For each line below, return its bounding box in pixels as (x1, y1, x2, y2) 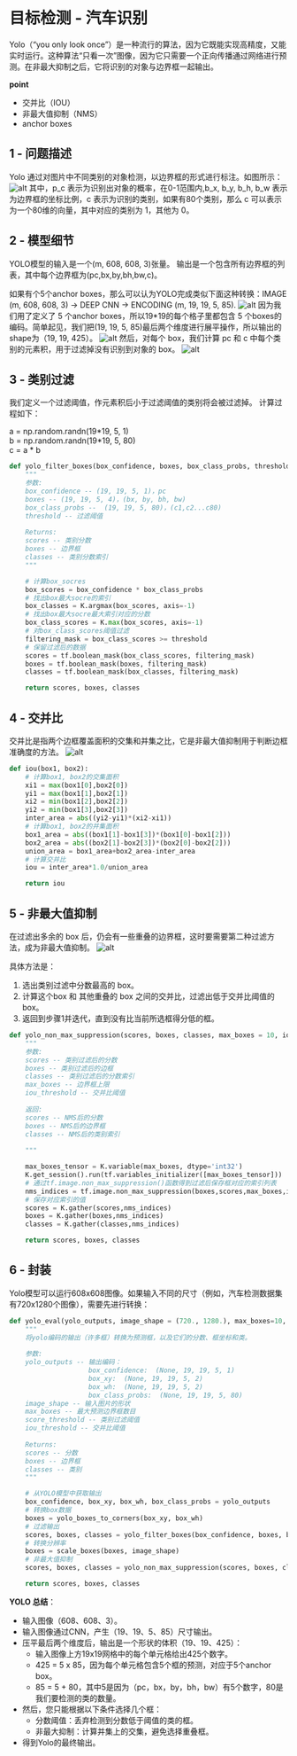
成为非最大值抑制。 (24, 942, 95, 953)
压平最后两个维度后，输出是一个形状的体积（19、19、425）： (21, 1637, 243, 1648)
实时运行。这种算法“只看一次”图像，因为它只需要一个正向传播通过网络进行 (9, 50, 280, 60)
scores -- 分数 (25, 1448, 79, 1457)
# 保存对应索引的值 (25, 1195, 87, 1204)
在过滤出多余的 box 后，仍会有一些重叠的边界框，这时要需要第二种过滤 (9, 932, 268, 941)
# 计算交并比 (25, 855, 66, 864)
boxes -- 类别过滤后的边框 (25, 1064, 114, 1073)
